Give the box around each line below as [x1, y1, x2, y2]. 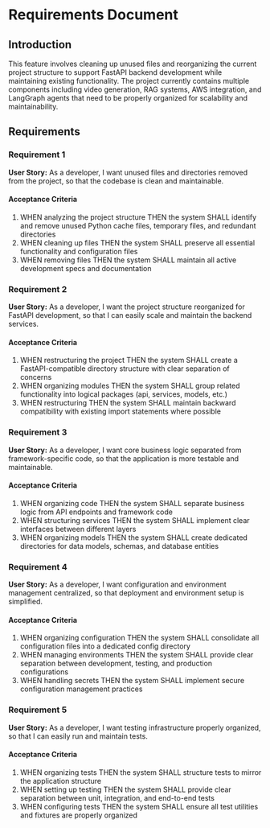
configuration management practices [19, 684, 143, 694]
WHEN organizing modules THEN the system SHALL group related [19, 381, 240, 391]
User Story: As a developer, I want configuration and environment [8, 579, 227, 589]
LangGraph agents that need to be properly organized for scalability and [8, 93, 247, 102]
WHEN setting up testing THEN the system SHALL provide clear [19, 785, 231, 794]
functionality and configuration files [19, 246, 138, 256]
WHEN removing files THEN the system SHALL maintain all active [19, 255, 237, 265]
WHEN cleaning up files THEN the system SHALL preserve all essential [19, 237, 256, 247]
